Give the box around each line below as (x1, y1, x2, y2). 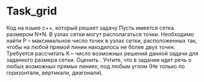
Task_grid (6, 4, 57, 18)
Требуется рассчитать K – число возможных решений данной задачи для (6, 49, 199, 57)
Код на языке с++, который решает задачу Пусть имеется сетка (6, 24, 175, 31)
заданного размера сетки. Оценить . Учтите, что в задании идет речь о (6, 56, 192, 63)
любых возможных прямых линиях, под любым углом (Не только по (6, 62, 185, 70)
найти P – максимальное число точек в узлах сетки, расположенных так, (6, 37, 198, 44)
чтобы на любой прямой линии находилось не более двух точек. (6, 43, 175, 51)
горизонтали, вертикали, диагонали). (6, 69, 104, 76)
